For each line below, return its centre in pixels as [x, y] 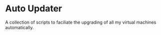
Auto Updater [34, 9]
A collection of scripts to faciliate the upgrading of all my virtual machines [81, 22]
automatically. [19, 27]
